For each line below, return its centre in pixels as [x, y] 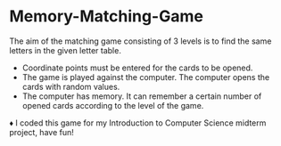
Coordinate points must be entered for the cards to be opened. [137, 68]
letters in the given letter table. [66, 50]
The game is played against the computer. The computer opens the [146, 77]
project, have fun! [41, 132]
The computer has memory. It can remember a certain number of [142, 96]
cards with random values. [71, 86]
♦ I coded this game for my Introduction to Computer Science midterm [138, 123]
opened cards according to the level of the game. [113, 105]
